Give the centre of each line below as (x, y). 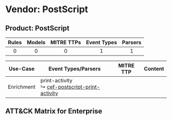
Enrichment (22, 87)
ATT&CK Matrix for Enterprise (54, 111)
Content (154, 69)
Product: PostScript (38, 28)
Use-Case (21, 69)
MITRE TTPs (66, 42)
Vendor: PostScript (47, 9)
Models (36, 42)
